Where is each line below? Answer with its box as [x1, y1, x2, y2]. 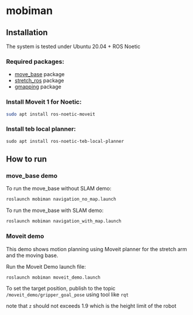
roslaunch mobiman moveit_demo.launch [6, 274, 101, 280]
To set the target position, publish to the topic [6, 285, 116, 292]
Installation [6, 28, 48, 37]
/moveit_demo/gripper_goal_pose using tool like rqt [6, 291, 129, 298]
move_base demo [6, 172, 58, 180]
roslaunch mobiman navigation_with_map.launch [6, 218, 122, 224]
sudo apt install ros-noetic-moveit [6, 111, 95, 117]
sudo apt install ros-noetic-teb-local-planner [6, 138, 125, 144]
